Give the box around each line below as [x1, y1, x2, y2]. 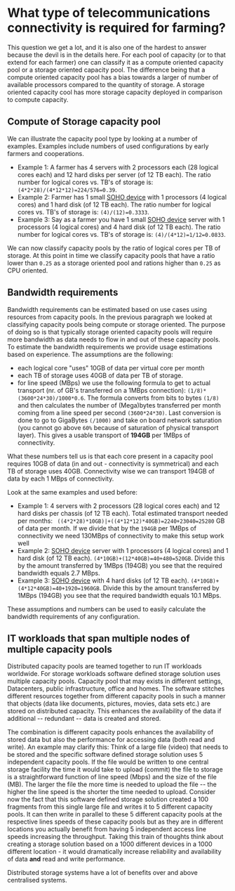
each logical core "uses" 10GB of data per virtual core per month [17, 363, 205, 372]
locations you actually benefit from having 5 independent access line [7, 825, 207, 833]
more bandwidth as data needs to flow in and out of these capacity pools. [7, 335, 221, 344]
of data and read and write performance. [7, 855, 126, 864]
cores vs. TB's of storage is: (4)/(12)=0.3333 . [17, 207, 149, 216]
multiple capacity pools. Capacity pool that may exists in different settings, [7, 677, 223, 686]
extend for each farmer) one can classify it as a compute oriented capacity [7, 58, 224, 66]
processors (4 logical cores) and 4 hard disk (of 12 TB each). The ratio [17, 223, 221, 231]
